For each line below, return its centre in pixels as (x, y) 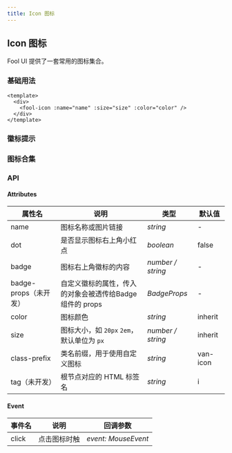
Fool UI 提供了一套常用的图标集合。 (57, 61)
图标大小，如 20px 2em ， (99, 330)
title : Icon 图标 (31, 13)
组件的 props (81, 304)
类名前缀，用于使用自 (95, 353)
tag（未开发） (33, 382)
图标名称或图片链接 (91, 227)
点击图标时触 (59, 438)
